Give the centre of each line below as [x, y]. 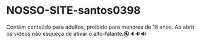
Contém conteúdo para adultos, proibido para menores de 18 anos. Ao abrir [100, 27]
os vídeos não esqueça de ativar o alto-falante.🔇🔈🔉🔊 [77, 33]
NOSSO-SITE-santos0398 [74, 10]
